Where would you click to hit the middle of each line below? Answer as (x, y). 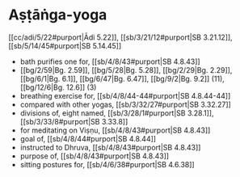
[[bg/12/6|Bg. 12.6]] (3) (58, 87)
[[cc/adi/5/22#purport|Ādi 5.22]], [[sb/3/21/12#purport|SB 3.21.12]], (120, 37)
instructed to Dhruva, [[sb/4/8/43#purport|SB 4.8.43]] (110, 147)
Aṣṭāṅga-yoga (58, 15)
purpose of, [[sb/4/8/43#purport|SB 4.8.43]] (95, 156)
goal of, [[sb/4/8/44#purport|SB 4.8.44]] (88, 138)
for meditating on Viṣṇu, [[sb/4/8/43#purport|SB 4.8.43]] (115, 130)
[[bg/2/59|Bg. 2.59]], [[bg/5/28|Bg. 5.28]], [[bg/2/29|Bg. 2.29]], (126, 70)
